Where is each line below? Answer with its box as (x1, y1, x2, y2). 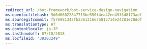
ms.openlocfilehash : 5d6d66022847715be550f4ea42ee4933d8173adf (5, 12, 142, 17)
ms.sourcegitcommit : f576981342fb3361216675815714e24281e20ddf (5, 17, 142, 22)
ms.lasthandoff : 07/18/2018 (5, 31, 65, 36)
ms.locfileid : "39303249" (5, 36, 60, 41)
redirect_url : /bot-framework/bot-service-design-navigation (5, 7, 138, 13)
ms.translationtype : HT (5, 21, 56, 27)
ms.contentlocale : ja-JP (5, 27, 58, 32)
